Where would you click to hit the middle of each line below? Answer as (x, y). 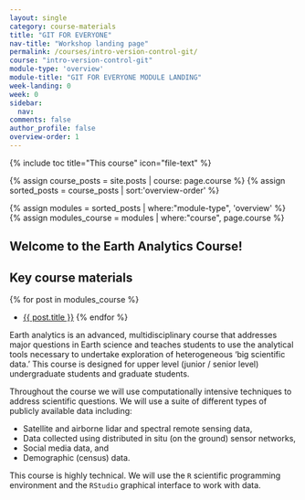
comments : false (40, 120)
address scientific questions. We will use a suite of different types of (138, 401)
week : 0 (24, 94)
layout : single (38, 18)
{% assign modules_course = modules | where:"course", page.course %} (147, 218)
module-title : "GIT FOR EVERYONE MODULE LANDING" (106, 78)
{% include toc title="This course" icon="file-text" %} (110, 163)
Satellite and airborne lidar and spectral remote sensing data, (137, 429)
